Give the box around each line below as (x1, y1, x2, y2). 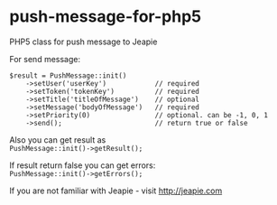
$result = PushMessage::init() (9, 70, 127, 80)
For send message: (9, 53, 81, 64)
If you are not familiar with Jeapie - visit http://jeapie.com (9, 185, 223, 196)
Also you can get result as (9, 134, 106, 145)
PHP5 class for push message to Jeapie (9, 36, 158, 47)
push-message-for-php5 (9, 6, 201, 27)
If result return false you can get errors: (9, 160, 156, 171)
